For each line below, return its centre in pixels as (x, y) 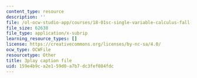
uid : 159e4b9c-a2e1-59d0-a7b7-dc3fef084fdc (60, 66)
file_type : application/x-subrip (47, 33)
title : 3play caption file (39, 60)
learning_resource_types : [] (42, 39)
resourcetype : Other (31, 55)
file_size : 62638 (27, 28)
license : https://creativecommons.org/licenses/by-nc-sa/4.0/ (84, 45)
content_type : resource (35, 11)
